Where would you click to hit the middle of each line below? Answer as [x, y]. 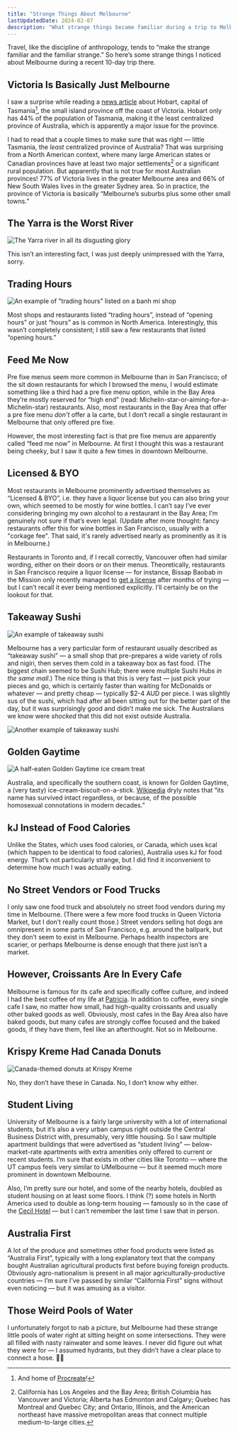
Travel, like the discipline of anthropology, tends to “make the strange [109, 48]
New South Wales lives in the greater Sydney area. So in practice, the [109, 186]
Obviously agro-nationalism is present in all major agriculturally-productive [116, 1273]
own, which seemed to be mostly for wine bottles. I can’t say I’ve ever [109, 506]
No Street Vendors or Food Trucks [84, 889]
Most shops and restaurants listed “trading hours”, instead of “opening [110, 315]
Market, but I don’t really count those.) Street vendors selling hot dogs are [115, 922]
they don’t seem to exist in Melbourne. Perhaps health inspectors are [108, 937]
